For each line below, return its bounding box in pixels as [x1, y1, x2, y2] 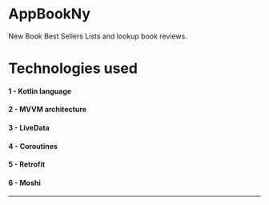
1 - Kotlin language [8, 86, 72, 96]
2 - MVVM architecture [8, 105, 86, 115]
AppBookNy [8, 5, 90, 23]
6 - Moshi [8, 178, 42, 187]
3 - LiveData [8, 123, 50, 132]
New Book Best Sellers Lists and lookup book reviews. [8, 31, 188, 41]
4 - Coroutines [8, 141, 58, 151]
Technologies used [8, 59, 139, 78]
